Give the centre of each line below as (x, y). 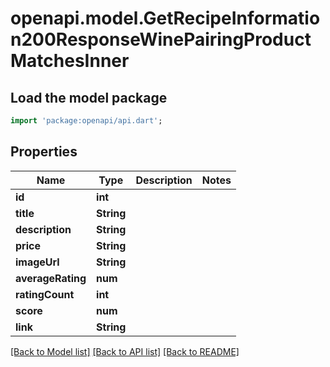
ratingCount (45, 294)
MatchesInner (70, 61)
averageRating (51, 278)
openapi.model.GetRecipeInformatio (165, 18)
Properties (44, 152)
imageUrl (37, 262)
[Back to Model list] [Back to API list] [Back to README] (125, 351)
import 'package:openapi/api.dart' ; (86, 121)
